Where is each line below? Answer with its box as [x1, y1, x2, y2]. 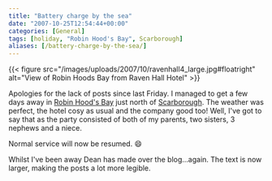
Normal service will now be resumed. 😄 [8, 139, 142, 149]
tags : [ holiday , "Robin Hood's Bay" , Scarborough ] [8, 34, 183, 43]
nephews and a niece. [8, 123, 83, 133]
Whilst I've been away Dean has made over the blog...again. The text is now [8, 155, 262, 165]
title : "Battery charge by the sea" [8, 11, 132, 20]
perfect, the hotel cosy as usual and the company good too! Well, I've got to [8, 106, 262, 116]
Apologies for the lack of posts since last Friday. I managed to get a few [8, 88, 248, 98]
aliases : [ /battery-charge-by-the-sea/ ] [8, 42, 148, 50]
